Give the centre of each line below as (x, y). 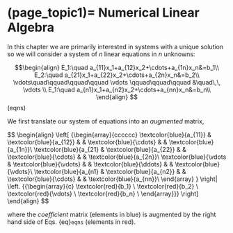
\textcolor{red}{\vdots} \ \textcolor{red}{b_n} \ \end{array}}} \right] (103, 193)
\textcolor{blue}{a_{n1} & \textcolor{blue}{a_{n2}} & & (110, 171)
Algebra (31, 27)
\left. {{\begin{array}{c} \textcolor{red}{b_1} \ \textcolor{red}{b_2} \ (103, 186)
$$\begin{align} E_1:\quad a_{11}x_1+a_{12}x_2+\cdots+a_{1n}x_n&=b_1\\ (117, 67)
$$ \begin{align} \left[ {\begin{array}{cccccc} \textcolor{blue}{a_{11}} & (110, 135)
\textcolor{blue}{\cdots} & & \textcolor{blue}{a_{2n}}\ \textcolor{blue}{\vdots (117, 157)
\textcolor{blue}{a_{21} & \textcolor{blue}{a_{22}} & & (110, 149)
